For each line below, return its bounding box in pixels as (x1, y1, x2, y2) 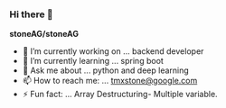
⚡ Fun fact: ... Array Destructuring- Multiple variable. (22, 89, 219, 100)
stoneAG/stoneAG (9, 29, 80, 40)
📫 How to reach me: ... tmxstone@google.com (22, 76, 198, 86)
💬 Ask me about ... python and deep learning (22, 65, 190, 76)
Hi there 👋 (9, 8, 54, 21)
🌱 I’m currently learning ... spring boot (22, 56, 165, 67)
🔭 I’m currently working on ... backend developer (22, 46, 204, 57)
